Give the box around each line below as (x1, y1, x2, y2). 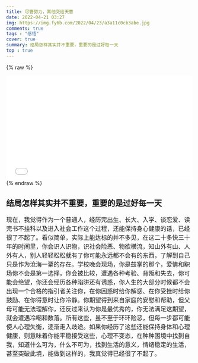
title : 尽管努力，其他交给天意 (6, 8, 74, 15)
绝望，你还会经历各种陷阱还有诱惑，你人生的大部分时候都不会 (18, 278, 191, 286)
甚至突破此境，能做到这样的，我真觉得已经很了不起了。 (6, 350, 161, 357)
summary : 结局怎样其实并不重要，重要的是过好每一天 (6, 42, 119, 48)
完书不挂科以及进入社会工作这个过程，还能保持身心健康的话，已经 (6, 225, 191, 232)
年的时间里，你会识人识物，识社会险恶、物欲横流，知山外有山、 (6, 243, 185, 250)
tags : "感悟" (6, 31, 40, 37)
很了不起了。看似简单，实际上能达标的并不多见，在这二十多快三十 (6, 234, 191, 241)
